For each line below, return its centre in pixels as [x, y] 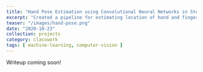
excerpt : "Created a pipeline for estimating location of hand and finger [102, 17]
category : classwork [32, 40]
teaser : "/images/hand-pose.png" [48, 23]
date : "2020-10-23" [31, 28]
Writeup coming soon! [34, 62]
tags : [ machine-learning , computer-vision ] [64, 46]
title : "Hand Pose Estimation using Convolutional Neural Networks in [97, 12]
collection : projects [34, 34]
